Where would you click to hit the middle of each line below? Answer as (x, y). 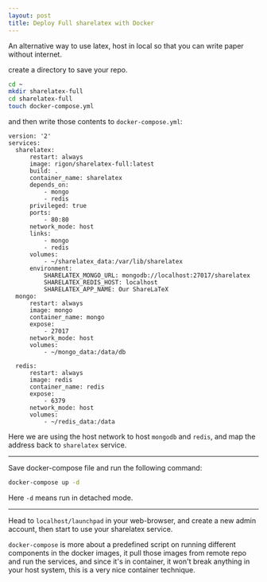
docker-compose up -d (44, 482)
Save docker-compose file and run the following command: (105, 468)
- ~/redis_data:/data (79, 422)
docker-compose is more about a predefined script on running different (122, 544)
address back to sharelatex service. (68, 445)
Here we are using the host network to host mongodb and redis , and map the (132, 436)
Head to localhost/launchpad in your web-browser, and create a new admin (132, 520)
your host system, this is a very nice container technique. (102, 569)
